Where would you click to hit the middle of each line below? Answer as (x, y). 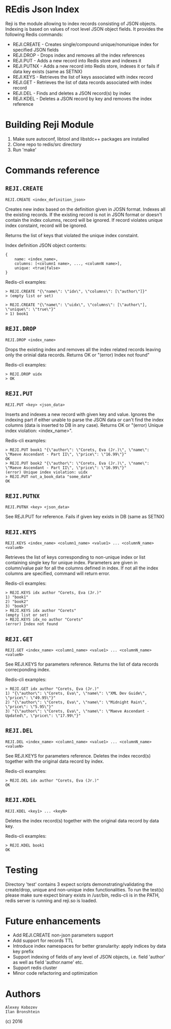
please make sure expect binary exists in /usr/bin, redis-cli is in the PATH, (82, 895)
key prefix (23, 951)
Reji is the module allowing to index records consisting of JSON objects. (81, 24)
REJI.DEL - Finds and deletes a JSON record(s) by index (72, 93)
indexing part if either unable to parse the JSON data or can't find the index (84, 420)
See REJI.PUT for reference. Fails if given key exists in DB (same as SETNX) (85, 517)
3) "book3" (17, 606)
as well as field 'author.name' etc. (48, 963)
